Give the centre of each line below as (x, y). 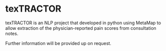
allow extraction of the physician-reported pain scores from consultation (81, 28)
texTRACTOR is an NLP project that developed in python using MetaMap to (83, 23)
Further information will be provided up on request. (58, 43)
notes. (12, 33)
